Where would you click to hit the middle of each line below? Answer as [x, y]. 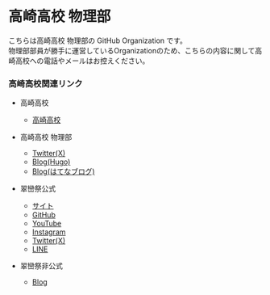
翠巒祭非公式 [41, 266]
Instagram [49, 232]
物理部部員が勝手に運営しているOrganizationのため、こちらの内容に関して [132, 50]
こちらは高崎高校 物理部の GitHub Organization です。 [98, 40]
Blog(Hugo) [51, 162]
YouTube [47, 224]
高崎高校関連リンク [46, 83]
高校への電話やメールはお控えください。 [82, 61]
